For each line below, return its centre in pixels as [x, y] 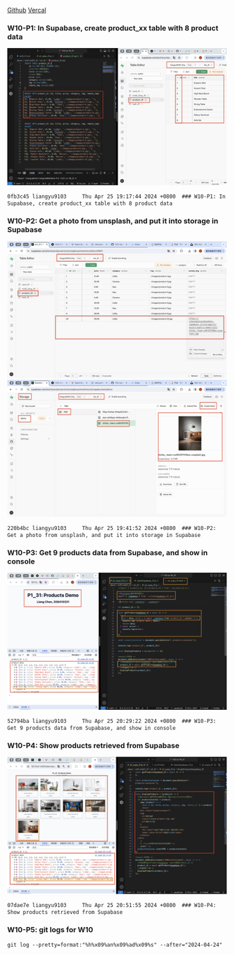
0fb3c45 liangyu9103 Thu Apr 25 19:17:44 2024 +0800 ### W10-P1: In [117, 197]
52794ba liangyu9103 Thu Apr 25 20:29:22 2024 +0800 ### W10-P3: [112, 721]
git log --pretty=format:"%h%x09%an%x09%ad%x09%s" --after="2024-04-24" [115, 945]
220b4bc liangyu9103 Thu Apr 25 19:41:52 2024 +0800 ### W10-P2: [112, 528]
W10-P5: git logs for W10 [50, 930]
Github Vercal [27, 10]
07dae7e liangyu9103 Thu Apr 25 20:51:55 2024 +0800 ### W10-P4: [112, 906]
